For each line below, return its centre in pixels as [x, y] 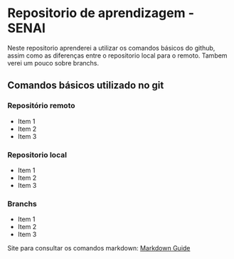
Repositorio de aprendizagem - [101, 13]
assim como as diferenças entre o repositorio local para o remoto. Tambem [117, 55]
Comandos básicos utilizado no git [86, 86]
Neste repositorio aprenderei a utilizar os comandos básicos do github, [111, 48]
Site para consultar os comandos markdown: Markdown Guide [99, 248]
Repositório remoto [42, 106]
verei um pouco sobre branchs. [53, 63]
